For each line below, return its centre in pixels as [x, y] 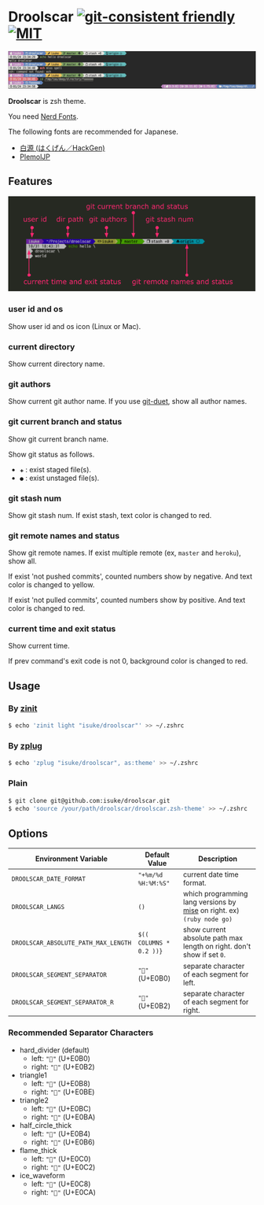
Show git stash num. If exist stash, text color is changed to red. [110, 515]
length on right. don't [217, 946]
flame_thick [38, 1150]
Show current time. [39, 646]
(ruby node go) [208, 920]
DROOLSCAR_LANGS [38, 907]
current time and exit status [62, 629]
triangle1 [33, 1075]
